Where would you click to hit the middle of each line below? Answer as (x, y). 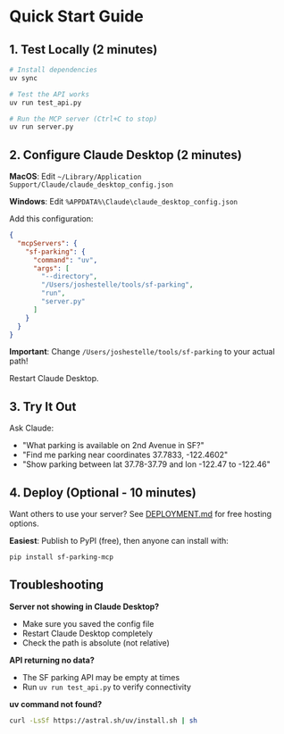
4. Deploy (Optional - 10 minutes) (103, 492)
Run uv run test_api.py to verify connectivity (107, 687)
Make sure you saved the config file (88, 623)
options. (25, 523)
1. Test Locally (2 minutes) (84, 50)
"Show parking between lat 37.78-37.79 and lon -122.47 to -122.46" (146, 464)
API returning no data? (52, 660)
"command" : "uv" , (65, 260)
